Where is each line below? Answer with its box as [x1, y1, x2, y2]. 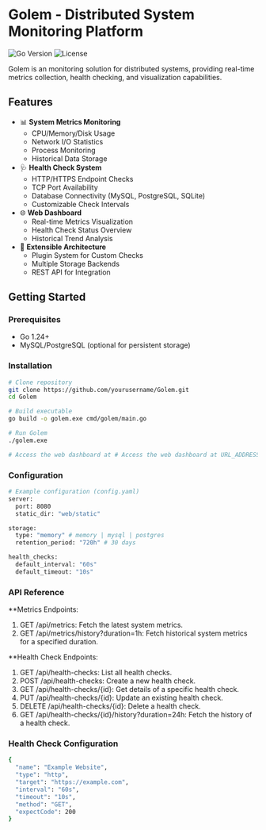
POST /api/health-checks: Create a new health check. [19, 676, 196, 686]
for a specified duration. [19, 637, 99, 647]
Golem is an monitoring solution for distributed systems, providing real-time [8, 63, 255, 73]
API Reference [8, 586, 65, 598]
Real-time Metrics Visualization [31, 217, 133, 226]
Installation [8, 360, 53, 371]
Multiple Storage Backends [31, 259, 120, 268]
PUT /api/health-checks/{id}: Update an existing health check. [19, 693, 223, 703]
